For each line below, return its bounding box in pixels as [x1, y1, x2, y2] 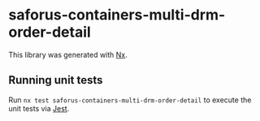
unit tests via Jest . [8, 103, 70, 113]
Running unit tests [8, 73, 103, 87]
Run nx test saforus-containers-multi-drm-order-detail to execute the [8, 95, 252, 105]
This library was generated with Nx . [8, 50, 128, 59]
